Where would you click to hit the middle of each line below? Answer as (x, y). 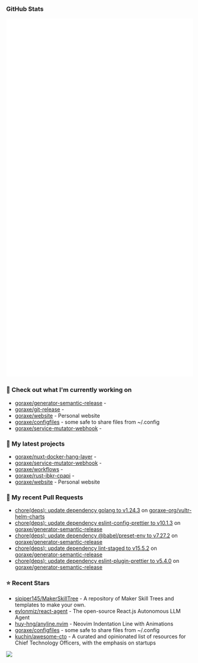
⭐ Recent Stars (28, 583)
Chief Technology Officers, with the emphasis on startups (85, 643)
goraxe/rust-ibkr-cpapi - (44, 475)
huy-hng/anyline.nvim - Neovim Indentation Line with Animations (94, 624)
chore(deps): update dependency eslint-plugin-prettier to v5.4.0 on (97, 561)
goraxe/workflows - (39, 469)
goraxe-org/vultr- (170, 511)
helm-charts (30, 516)
